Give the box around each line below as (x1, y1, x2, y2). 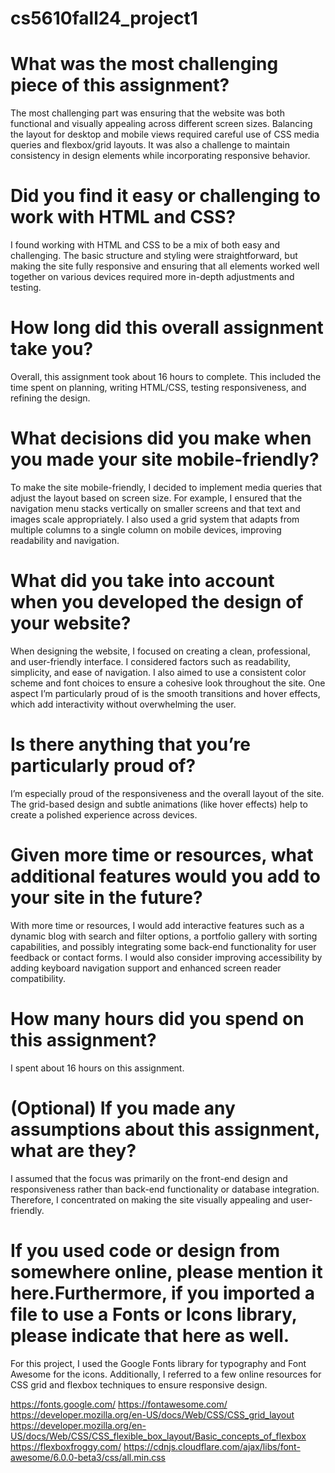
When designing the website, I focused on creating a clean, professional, (10, 645, 311, 657)
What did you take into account (10, 570, 275, 592)
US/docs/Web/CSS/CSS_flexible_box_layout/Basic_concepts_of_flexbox (10, 1430, 307, 1442)
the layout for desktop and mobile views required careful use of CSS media (10, 128, 320, 141)
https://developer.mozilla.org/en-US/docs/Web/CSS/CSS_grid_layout (10, 1408, 295, 1421)
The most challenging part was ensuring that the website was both (10, 107, 285, 119)
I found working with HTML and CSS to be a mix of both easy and (10, 239, 281, 251)
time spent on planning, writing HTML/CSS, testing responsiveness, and (10, 382, 307, 393)
